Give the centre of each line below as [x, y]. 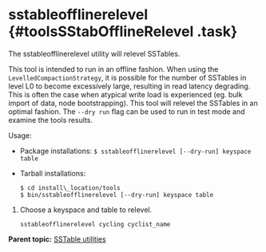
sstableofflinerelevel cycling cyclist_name [95, 224]
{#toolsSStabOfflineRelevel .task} [123, 31]
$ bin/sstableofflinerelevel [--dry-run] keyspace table [117, 195]
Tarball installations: [53, 173]
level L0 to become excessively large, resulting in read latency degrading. [129, 86]
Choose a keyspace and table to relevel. [86, 210]
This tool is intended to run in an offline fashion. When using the [113, 69]
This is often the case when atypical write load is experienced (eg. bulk [125, 94]
